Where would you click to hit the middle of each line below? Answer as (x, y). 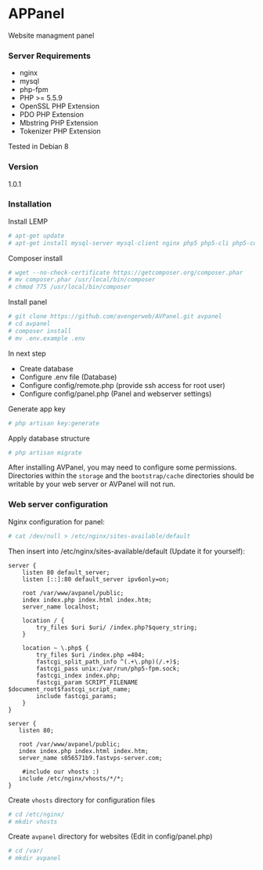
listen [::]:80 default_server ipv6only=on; (96, 579)
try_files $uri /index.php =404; (91, 655)
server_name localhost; (61, 607)
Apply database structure (49, 438)
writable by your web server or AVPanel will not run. (92, 484)
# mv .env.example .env (47, 338)
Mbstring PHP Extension (59, 123)
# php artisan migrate (45, 452)
